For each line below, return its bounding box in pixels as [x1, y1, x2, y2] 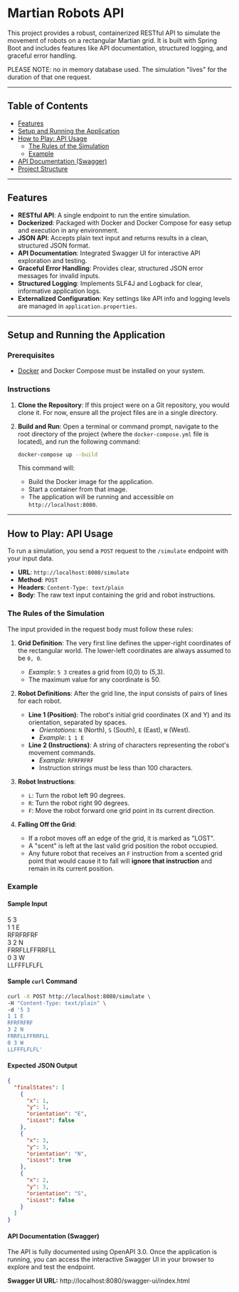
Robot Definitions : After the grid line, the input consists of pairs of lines [17, 689, 228, 697]
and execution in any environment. [17, 226, 119, 235]
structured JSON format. [17, 241, 90, 250]
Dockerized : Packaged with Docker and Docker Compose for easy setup [17, 218, 232, 227]
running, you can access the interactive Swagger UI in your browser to [7, 1255, 215, 1263]
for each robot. [17, 697, 62, 705]
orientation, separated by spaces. [28, 718, 127, 727]
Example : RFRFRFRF [38, 756, 94, 764]
